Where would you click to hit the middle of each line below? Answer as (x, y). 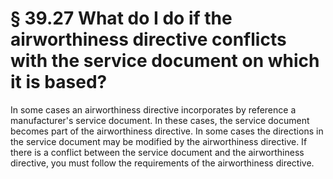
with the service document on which (165, 61)
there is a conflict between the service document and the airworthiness (157, 152)
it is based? (59, 82)
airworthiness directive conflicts (148, 39)
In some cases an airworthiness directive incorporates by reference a (153, 109)
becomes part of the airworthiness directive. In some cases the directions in (167, 131)
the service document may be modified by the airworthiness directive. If (159, 141)
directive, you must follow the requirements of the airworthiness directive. (162, 163)
